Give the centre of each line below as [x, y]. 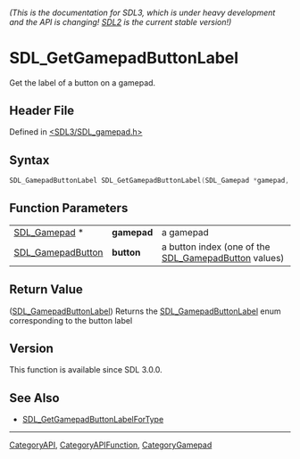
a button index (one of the [216, 247]
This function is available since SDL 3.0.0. [86, 370]
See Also [34, 398]
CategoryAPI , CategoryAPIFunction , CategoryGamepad [111, 445]
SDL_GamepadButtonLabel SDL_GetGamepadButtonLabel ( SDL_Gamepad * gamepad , [150, 181]
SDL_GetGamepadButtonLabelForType [93, 420]
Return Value [46, 290]
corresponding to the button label [71, 320]
